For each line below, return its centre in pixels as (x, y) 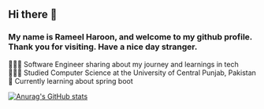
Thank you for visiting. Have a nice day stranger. (103, 47)
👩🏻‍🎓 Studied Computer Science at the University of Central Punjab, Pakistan (132, 73)
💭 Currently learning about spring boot (71, 81)
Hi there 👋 (33, 15)
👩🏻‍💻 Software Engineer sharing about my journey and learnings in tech (123, 64)
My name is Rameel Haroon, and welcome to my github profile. (130, 37)
